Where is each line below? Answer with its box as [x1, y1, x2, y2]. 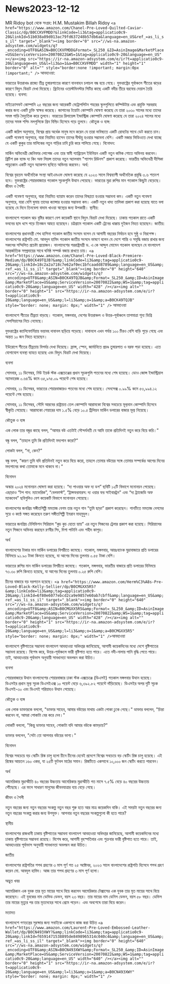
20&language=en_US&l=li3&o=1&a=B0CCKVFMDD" [5, 61, 99, 66]
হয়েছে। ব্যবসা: [5, 91, 28, 97]
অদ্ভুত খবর [5, 878, 20, 884]
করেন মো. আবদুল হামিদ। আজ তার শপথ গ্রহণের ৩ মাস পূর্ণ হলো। [5, 868, 100, 874]
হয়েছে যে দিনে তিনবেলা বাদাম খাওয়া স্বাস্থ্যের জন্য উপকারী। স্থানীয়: [5, 204, 99, 211]
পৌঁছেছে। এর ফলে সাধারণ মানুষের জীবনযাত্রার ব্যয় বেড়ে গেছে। [5, 784, 96, 790]
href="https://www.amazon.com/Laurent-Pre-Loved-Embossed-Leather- [5, 925, 151, 930]
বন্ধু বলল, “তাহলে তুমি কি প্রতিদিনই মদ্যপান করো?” [5, 437, 78, 443]
